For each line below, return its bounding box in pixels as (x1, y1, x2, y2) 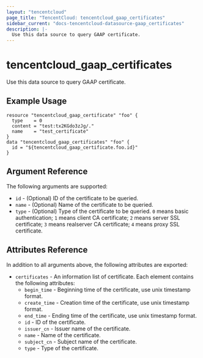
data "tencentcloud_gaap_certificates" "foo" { (6, 139, 130, 145)
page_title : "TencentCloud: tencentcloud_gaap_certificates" (6, 15, 166, 21)
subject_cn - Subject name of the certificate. (24, 338, 138, 345)
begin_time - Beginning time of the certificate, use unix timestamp (24, 286, 191, 293)
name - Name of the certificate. (24, 331, 101, 338)
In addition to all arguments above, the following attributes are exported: (6, 261, 188, 268)
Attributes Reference (6, 245, 88, 255)
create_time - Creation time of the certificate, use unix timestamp (24, 299, 190, 306)
